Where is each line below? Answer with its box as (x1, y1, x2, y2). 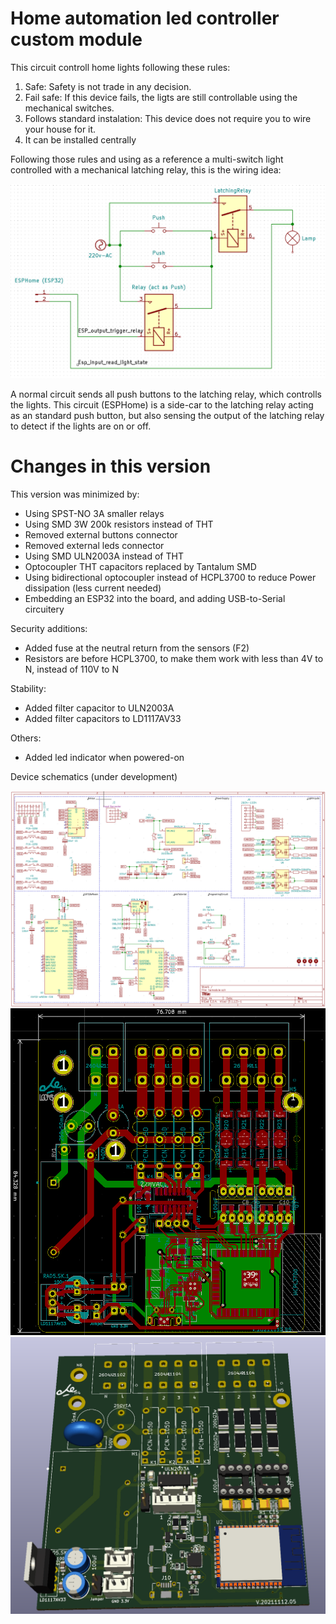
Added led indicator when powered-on (24, 751, 185, 763)
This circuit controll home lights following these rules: (10, 61, 231, 73)
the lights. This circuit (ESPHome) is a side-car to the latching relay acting (10, 399, 314, 411)
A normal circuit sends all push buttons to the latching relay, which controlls (10, 388, 322, 400)
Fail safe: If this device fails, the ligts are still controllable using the (24, 91, 298, 103)
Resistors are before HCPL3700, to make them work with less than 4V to (24, 652, 324, 664)
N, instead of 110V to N (24, 663, 119, 675)
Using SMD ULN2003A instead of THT (24, 550, 184, 562)
